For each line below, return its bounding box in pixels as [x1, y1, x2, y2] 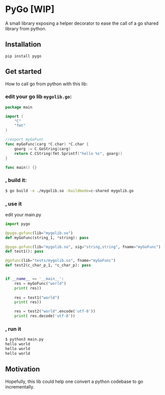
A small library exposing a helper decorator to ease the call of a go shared [5, 20, 159, 26]
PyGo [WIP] [5, 4, 54, 15]
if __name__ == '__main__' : [5, 276, 64, 281]
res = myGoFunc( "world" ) [14, 281, 66, 286]
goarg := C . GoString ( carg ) [14, 146, 71, 151]
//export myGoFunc [5, 137, 44, 142]
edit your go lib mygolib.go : [5, 93, 72, 100]
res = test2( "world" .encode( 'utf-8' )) [14, 309, 96, 314]
